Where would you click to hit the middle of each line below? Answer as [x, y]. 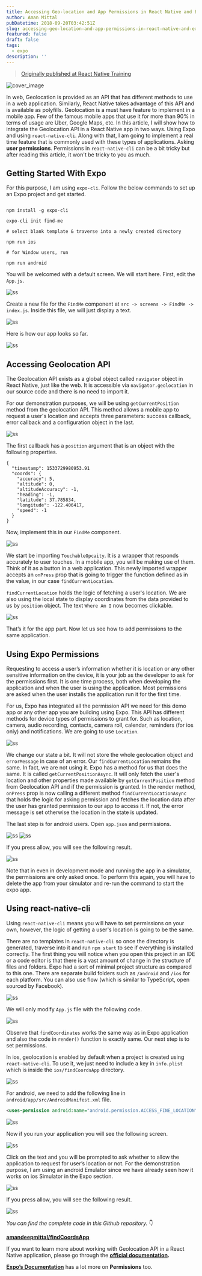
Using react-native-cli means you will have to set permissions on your [95, 923]
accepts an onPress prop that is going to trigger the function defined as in [97, 575]
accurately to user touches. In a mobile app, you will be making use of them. [101, 562]
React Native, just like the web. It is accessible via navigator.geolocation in [100, 385]
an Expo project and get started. [46, 194]
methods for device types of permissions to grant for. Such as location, [94, 719]
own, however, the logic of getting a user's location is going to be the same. [100, 929]
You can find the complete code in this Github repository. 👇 [80, 1223]
